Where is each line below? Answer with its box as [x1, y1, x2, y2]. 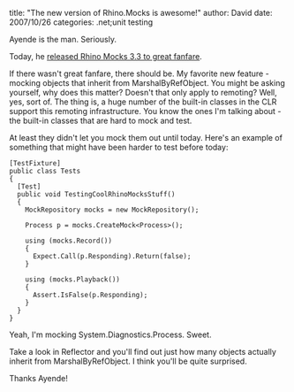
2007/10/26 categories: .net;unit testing [9, 17, 154, 27]
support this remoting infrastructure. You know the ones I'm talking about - [9, 106, 282, 116]
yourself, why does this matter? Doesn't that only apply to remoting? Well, [9, 88, 277, 97]
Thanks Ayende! [9, 373, 68, 383]
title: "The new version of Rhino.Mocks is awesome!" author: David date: [9, 8, 273, 18]
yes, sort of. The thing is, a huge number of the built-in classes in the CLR [9, 96, 277, 107]
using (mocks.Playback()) [25, 275, 121, 284]
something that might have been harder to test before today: [9, 142, 229, 152]
